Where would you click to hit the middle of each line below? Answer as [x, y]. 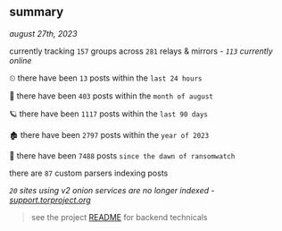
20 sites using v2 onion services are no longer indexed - [112, 190]
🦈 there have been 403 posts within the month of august [112, 96]
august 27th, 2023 [43, 33]
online [21, 60]
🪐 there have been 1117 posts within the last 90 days [108, 114]
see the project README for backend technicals [119, 217]
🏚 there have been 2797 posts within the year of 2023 [109, 134]
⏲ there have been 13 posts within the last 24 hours [106, 78]
